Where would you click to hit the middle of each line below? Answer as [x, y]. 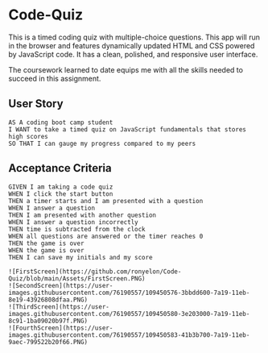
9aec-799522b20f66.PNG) [48, 342]
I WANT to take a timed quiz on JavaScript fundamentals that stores [128, 129]
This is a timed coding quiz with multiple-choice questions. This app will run [134, 37]
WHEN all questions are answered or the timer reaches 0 [106, 236]
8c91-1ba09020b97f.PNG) [48, 321]
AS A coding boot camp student [61, 123]
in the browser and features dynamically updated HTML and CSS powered [132, 45]
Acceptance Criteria [60, 168]
